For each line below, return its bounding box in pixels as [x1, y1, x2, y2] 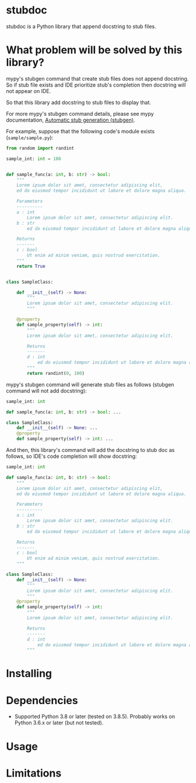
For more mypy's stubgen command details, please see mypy [6, 110, 154, 117]
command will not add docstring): [6, 387, 87, 394]
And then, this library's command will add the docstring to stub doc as [6, 447, 175, 453]
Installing [6, 667, 52, 680]
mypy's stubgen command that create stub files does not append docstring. [6, 75, 189, 82]
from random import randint [6, 145, 75, 151]
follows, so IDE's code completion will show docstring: [6, 453, 137, 460]
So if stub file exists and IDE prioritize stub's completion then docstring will [6, 81, 186, 88]
